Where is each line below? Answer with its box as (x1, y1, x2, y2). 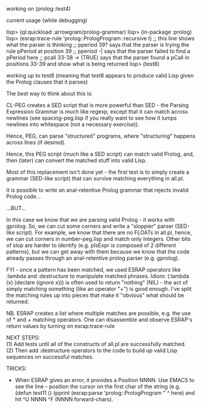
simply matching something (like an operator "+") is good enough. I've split (6, 285, 192, 292)
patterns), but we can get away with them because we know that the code (6, 248, 190, 255)
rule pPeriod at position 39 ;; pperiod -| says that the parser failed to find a (6, 47, 191, 55)
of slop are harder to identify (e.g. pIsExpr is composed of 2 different (6, 242, 176, 249)
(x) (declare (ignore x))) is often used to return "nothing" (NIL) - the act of (6, 279, 188, 286)
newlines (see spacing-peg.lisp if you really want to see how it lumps (6, 114, 177, 121)
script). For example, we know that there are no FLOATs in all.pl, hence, (16, 229, 192, 236)
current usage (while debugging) (6, 17, 88, 23)
